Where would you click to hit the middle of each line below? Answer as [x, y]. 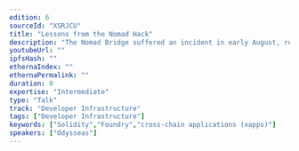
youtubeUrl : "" [37, 51]
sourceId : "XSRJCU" [45, 26]
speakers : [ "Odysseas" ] [53, 133]
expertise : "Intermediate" [59, 91]
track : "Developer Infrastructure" [75, 108]
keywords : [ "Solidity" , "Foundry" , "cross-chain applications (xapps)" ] [143, 125]
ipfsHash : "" [33, 59]
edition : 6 [29, 17]
